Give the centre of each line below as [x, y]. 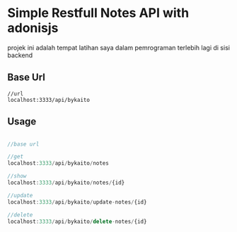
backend [20, 55]
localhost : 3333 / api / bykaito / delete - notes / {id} [77, 221]
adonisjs [33, 28]
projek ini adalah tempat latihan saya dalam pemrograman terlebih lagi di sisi [118, 47]
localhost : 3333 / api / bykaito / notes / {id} [66, 183]
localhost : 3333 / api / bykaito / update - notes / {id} [77, 202]
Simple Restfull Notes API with [98, 13]
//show [17, 176]
